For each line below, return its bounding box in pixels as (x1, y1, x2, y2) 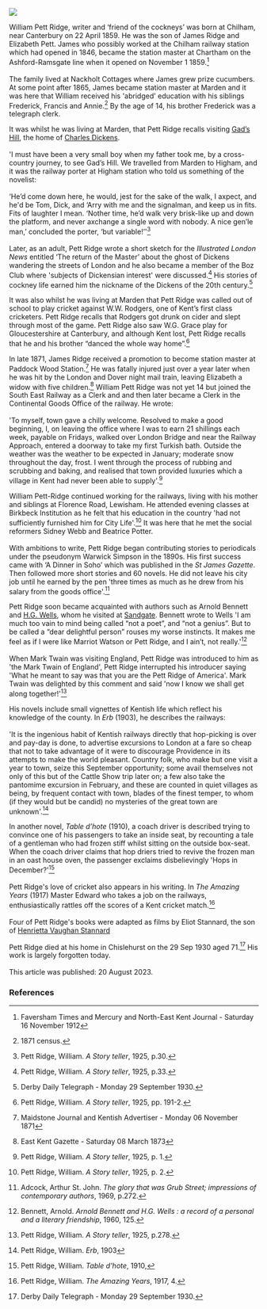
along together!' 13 (9, 687, 67, 698)
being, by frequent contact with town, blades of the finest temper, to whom (9, 788, 254, 798)
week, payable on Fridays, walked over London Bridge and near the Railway (9, 433, 257, 442)
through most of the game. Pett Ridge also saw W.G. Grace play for (9, 321, 228, 330)
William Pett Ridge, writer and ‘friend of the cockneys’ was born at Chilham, (9, 22, 256, 32)
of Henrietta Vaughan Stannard (9, 925, 110, 935)
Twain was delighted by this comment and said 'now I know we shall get (9, 678, 245, 689)
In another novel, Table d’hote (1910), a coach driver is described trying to (9, 822, 250, 831)
